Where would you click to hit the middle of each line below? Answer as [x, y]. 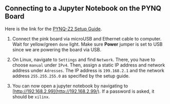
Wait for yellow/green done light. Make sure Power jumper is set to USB [87, 44]
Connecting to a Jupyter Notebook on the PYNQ [83, 8]
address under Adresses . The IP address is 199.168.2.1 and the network [88, 70]
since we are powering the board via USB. [57, 49]
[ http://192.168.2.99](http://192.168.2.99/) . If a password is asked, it [83, 91]
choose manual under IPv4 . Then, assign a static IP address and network [89, 65]
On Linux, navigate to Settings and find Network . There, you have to [83, 59]
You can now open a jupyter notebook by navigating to [70, 86]
